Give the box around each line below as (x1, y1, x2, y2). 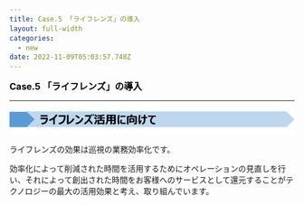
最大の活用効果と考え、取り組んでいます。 (56, 186, 214, 197)
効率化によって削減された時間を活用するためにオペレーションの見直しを (9, 163, 279, 174)
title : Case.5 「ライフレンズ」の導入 (9, 14, 140, 23)
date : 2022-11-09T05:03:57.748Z (9, 52, 131, 62)
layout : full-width (9, 23, 83, 33)
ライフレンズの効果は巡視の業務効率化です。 (9, 144, 176, 155)
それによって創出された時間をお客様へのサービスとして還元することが (24, 174, 287, 185)
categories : (9, 33, 54, 42)
